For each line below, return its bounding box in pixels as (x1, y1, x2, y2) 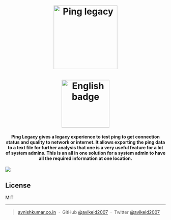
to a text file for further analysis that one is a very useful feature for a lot (7, 144, 164, 150)
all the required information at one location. (39, 155, 132, 161)
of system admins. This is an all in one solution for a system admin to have (5, 150, 166, 156)
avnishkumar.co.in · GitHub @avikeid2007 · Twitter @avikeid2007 (17, 209, 160, 215)
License (5, 181, 31, 189)
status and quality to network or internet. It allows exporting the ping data (6, 139, 165, 145)
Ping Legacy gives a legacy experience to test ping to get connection (11, 133, 160, 140)
